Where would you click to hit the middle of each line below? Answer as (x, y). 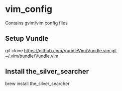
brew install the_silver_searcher (37, 84)
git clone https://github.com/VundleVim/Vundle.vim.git (61, 50)
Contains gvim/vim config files (37, 23)
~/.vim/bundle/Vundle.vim (32, 56)
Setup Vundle (27, 39)
